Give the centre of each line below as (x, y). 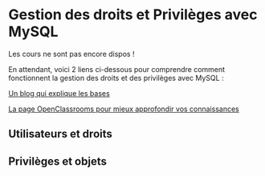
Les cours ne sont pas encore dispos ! (71, 54)
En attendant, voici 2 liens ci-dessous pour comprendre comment (117, 69)
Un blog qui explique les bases (59, 93)
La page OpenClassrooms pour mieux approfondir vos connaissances (124, 109)
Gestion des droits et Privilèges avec (133, 15)
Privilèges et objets (57, 161)
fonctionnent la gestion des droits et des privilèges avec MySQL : (116, 78)
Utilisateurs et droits (60, 134)
